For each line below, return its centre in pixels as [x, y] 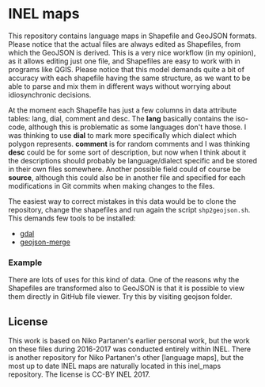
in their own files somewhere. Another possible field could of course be [125, 169]
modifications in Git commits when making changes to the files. [112, 186]
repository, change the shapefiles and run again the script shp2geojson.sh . [129, 209]
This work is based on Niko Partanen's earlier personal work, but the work [129, 341]
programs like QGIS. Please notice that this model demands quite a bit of [127, 69]
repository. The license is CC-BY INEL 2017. [79, 374]
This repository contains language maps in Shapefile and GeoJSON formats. [132, 36]
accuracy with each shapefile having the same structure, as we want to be [129, 78]
